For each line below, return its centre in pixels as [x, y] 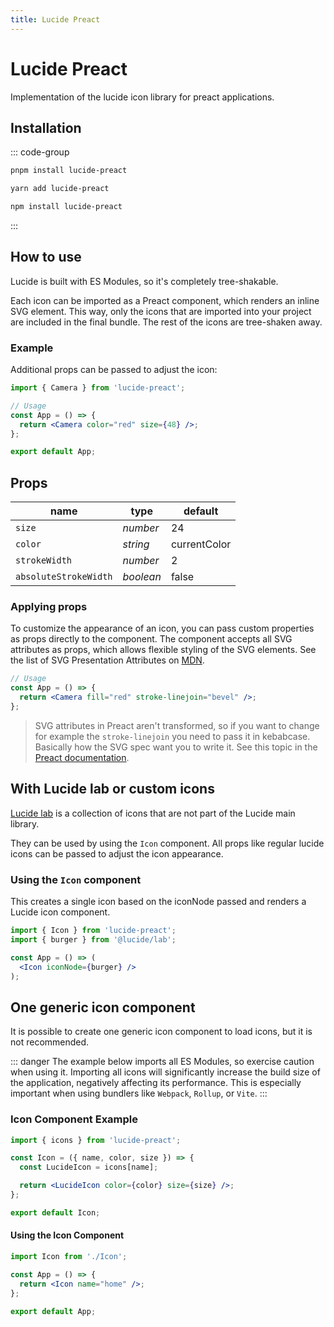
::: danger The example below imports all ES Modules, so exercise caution [162, 1062]
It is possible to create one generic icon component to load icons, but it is [161, 1032]
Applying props [49, 607]
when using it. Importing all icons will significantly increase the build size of [165, 1072]
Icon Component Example [74, 1119]
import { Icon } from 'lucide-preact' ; [93, 931]
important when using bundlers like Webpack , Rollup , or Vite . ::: [139, 1093]
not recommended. [50, 1042]
